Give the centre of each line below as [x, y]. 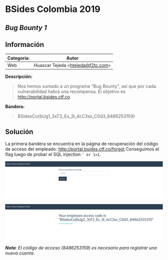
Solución [19, 132]
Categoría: [18, 58]
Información [24, 44]
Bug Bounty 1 [26, 28]
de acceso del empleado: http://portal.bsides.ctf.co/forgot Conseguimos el [82, 149]
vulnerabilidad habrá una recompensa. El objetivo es [71, 91]
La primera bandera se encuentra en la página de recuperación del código [82, 144]
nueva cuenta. [20, 253]
